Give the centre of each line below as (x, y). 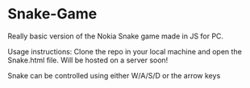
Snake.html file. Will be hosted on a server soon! (88, 60)
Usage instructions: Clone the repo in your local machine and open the (125, 51)
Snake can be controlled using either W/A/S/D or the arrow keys (114, 75)
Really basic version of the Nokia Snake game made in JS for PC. (115, 36)
